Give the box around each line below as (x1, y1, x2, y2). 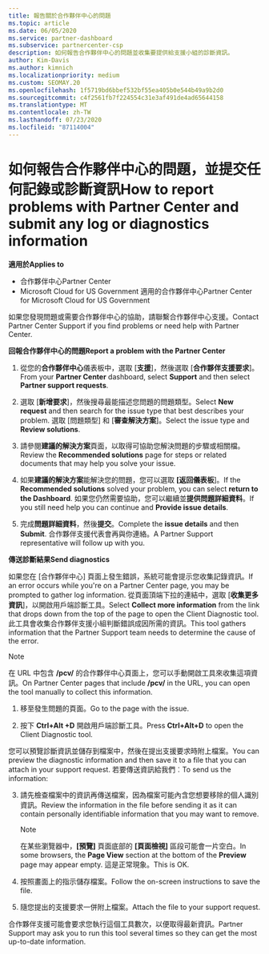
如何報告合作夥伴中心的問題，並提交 (8, 160, 247, 178)
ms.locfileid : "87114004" (8, 123, 94, 131)
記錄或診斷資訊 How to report (22, 180, 215, 198)
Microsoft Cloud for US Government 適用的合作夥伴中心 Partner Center (19, 286, 253, 296)
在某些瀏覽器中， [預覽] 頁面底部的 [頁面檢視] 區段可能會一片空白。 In (19, 841, 247, 851)
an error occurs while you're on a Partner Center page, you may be (8, 580, 230, 590)
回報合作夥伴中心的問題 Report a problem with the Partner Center (8, 346, 226, 355)
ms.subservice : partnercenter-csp (8, 42, 124, 50)
